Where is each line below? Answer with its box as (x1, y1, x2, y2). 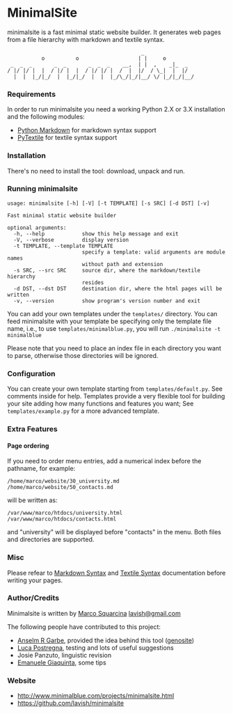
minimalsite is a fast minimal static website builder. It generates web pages (7, 28, 221, 36)
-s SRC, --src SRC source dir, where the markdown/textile (13, 267, 200, 274)
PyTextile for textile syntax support (17, 134, 118, 142)
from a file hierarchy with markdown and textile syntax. (7, 35, 165, 43)
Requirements (7, 89, 56, 99)
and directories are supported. (7, 535, 95, 544)
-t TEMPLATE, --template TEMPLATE (13, 242, 113, 249)
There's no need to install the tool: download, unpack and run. (7, 166, 186, 175)
